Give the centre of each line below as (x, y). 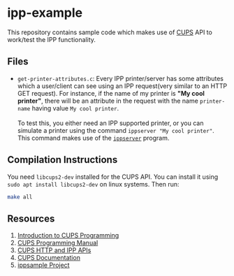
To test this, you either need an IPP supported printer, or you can (110, 123)
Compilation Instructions (63, 160)
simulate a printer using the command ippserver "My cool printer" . (116, 130)
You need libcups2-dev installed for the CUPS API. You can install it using (113, 177)
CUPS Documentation (49, 258)
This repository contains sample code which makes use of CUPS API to (110, 32)
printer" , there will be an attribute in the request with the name (108, 101)
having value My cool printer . (75, 108)
